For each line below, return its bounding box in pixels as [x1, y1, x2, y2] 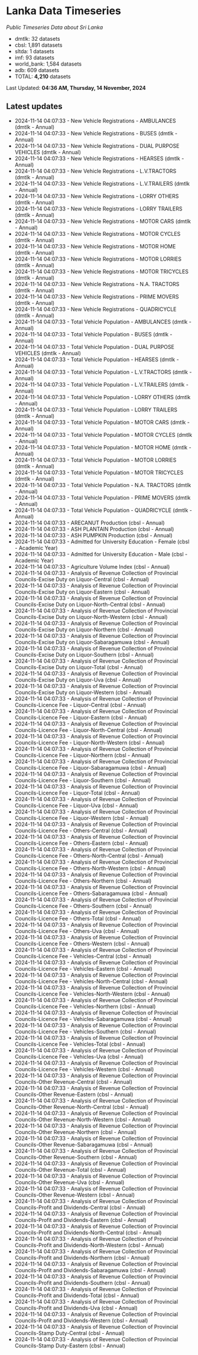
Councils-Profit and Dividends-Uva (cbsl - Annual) [14, 1304, 138, 1311]
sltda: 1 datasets [14, 47, 54, 54]
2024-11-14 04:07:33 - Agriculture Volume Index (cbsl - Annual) [14, 563, 170, 570]
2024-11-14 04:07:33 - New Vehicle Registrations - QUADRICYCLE [14, 306, 177, 313]
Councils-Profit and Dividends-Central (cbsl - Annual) [14, 1204, 146, 1211]
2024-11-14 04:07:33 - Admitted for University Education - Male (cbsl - [14, 550, 188, 557]
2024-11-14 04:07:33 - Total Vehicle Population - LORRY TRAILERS [14, 406, 177, 413]
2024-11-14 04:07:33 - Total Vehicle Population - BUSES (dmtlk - [14, 330, 173, 338]
